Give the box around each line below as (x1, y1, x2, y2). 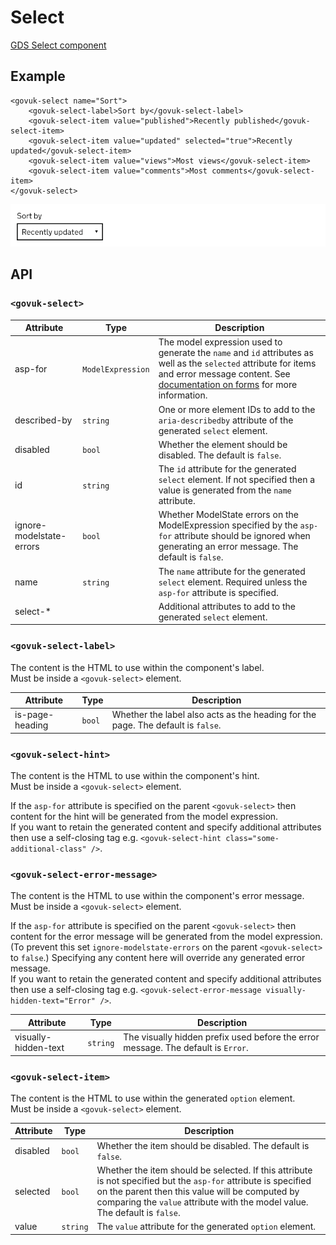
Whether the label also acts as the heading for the (111, 709, 317, 721)
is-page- (14, 709, 55, 721)
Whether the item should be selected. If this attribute (96, 1164, 313, 1176)
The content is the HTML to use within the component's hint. (10, 770, 260, 782)
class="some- (225, 834, 280, 844)
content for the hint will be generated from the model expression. (10, 811, 279, 823)
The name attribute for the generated (158, 565, 306, 577)
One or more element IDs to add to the (158, 403, 316, 415)
